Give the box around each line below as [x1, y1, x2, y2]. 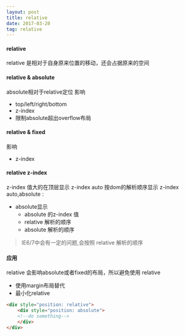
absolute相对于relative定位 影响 [6, 88, 85, 95]
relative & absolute [6, 74, 55, 81]
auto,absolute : [6, 190, 44, 198]
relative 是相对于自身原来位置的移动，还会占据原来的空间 [6, 59, 150, 67]
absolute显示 [15, 203, 48, 211]
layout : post [6, 9, 40, 15]
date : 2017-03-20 [6, 20, 51, 26]
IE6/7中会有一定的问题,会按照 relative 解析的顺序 [21, 239, 143, 247]
